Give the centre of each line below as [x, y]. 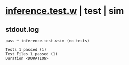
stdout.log [22, 29]
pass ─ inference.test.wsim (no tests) [47, 41]
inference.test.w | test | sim [65, 11]
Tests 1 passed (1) [26, 50]
